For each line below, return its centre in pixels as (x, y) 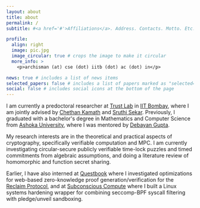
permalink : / (22, 23)
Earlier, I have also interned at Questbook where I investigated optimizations (99, 173)
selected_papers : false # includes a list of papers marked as (86, 83)
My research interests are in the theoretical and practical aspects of (89, 137)
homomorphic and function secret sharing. (59, 162)
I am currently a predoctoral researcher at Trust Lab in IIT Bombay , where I (98, 106)
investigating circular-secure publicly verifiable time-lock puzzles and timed (99, 149)
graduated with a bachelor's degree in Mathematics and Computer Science (98, 119)
